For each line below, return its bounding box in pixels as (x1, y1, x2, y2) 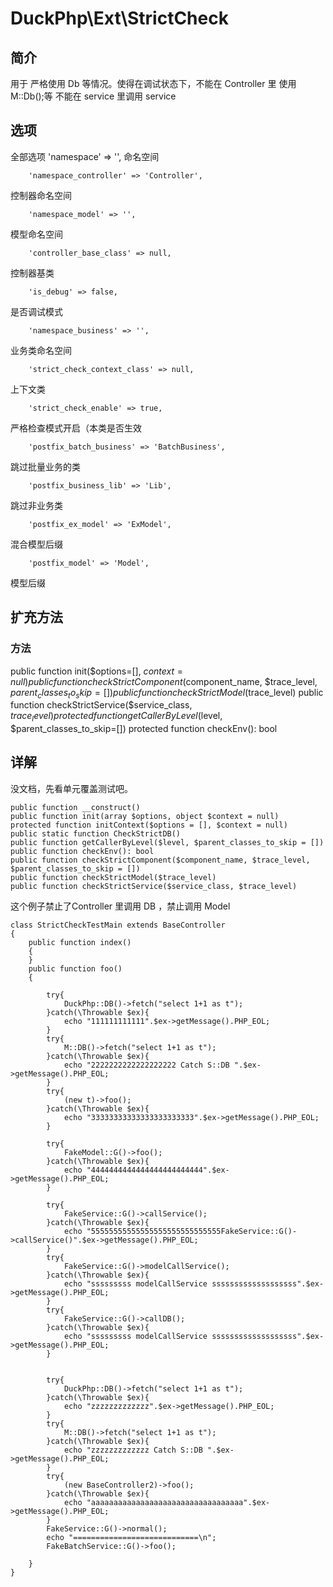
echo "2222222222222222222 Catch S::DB (63, 1060, 230, 1070)
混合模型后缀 (10, 538, 63, 550)
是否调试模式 (10, 305, 63, 317)
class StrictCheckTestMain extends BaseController (10, 920, 226, 930)
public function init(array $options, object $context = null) (10, 811, 280, 821)
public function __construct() (10, 802, 141, 812)
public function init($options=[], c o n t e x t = (10, 665, 183, 677)
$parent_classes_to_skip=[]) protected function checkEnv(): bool (10, 723, 278, 735)
